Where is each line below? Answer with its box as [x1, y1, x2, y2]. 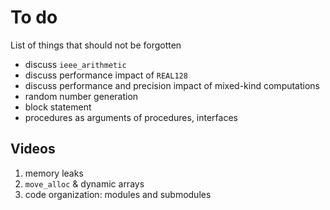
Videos [10, 141, 56, 158]
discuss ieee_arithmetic [24, 58, 127, 70]
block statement [24, 101, 92, 113]
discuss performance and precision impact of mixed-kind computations [24, 79, 321, 91]
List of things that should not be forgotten [10, 39, 182, 51]
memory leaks [24, 167, 84, 179]
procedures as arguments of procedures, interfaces [24, 111, 238, 123]
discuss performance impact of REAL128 [24, 69, 188, 81]
